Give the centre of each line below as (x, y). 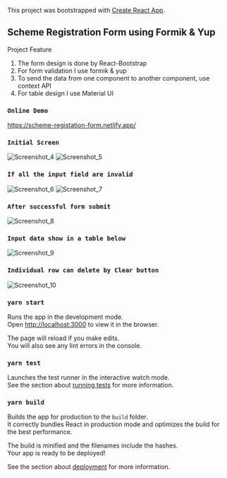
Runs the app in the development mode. (65, 317)
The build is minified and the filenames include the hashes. (93, 445)
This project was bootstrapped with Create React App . (86, 10)
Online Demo (28, 110)
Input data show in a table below (66, 238)
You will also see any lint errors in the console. (75, 345)
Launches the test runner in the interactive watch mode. (89, 378)
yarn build (26, 403)
